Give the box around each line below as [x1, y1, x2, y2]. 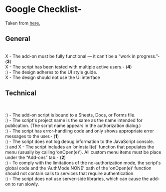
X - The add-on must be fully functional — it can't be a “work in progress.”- [5, 53, 160, 59]
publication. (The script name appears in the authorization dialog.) [5, 122, 141, 128]
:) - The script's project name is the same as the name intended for [5, 117, 143, 123]
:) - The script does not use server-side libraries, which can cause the [5, 175, 149, 181]
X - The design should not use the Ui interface [5, 74, 101, 80]
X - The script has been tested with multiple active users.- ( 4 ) [5, 63, 132, 69]
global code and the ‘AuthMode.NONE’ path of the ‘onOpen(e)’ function [5, 165, 152, 171]
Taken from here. [5, 20, 41, 26]
